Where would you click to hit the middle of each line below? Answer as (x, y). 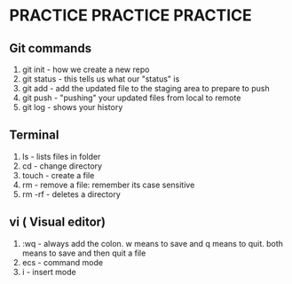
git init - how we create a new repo (86, 69)
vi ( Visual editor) (58, 222)
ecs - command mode (63, 262)
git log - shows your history (72, 107)
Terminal (34, 135)
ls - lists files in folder (61, 156)
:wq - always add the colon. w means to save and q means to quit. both (153, 243)
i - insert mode (49, 272)
